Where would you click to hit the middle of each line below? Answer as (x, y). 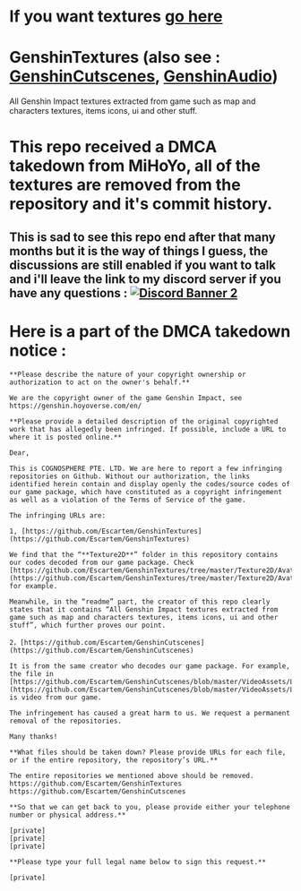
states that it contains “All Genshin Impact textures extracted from (144, 609)
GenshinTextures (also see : (115, 58)
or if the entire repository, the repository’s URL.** (114, 760)
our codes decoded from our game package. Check (102, 562)
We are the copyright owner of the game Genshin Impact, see (126, 398)
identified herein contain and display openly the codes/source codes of (150, 484)
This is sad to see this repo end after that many (142, 237)
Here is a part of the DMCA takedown (150, 331)
